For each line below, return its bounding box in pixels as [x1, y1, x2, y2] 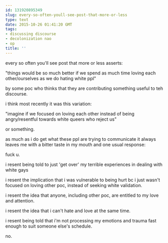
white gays [5, 166, 29, 173]
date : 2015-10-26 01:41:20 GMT [5, 22, 72, 27]
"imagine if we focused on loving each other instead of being [5, 110, 135, 117]
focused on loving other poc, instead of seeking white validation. [5, 182, 142, 188]
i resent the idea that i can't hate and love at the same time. [5, 208, 131, 214]
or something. [5, 126, 35, 132]
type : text [5, 17, 29, 22]
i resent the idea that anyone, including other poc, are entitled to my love [5, 192, 159, 198]
